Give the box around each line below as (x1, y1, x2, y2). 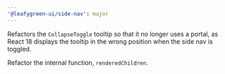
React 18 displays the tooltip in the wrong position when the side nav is (7, 37, 213, 46)
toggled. (7, 44, 32, 53)
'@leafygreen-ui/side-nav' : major (7, 10, 109, 18)
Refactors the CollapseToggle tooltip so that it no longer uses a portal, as (7, 30, 219, 38)
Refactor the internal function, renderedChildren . (7, 58, 148, 67)
